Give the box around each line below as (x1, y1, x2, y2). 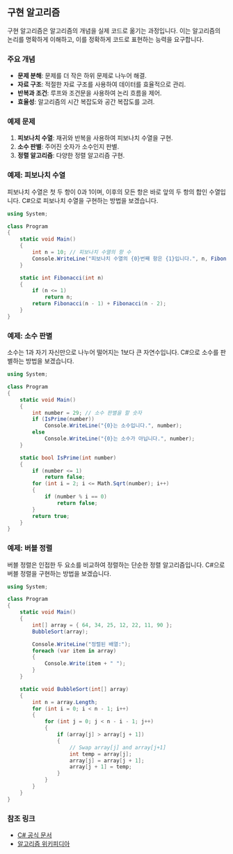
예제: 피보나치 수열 (7, 170, 66, 180)
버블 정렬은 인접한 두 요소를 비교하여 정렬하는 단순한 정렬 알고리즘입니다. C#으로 (7, 561, 225, 569)
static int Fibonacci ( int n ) (19, 274, 104, 281)
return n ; (44, 293, 73, 301)
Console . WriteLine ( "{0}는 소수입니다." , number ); (44, 422, 183, 429)
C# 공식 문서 (17, 830, 52, 839)
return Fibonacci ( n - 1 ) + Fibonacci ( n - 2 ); (32, 300, 167, 307)
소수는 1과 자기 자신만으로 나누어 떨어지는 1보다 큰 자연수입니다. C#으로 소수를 (7, 348, 219, 357)
